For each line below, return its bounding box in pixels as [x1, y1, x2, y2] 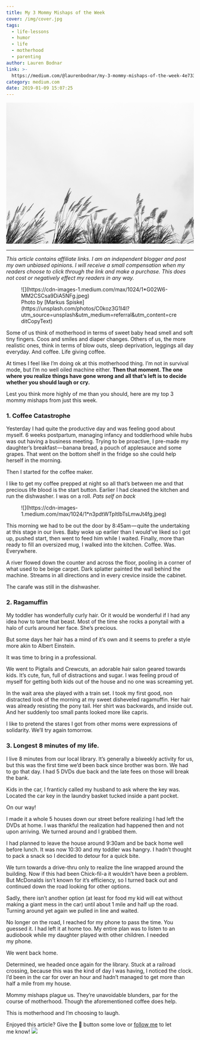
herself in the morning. [6, 457, 62, 464]
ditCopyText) [21, 317, 53, 325]
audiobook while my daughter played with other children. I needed [6, 931, 169, 939]
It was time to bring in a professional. [6, 654, 97, 661]
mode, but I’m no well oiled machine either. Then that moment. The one [6, 366, 183, 373]
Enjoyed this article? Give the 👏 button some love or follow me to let [6, 1021, 171, 1028]
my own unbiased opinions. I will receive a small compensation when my [6, 261, 185, 269]
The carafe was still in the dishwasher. [6, 583, 100, 590]
